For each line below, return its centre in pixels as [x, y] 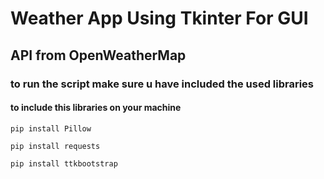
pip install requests [55, 146]
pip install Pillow [51, 128]
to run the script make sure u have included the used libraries [162, 84]
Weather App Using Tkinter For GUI [159, 18]
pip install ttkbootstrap [64, 163]
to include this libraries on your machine [96, 108]
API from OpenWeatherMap [98, 55]
